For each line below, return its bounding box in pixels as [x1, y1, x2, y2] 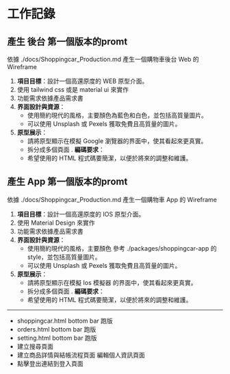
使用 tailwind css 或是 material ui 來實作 [16, 86, 129, 93]
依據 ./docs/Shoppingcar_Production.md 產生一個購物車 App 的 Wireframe [7, 195, 217, 203]
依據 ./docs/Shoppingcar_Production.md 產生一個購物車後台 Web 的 [7, 55, 199, 63]
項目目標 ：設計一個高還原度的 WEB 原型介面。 [16, 77, 149, 85]
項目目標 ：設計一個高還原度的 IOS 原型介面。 [16, 210, 145, 218]
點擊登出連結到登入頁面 [16, 359, 84, 367]
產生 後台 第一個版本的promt [7, 36, 128, 47]
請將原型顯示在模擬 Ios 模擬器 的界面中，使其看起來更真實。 [27, 278, 197, 286]
